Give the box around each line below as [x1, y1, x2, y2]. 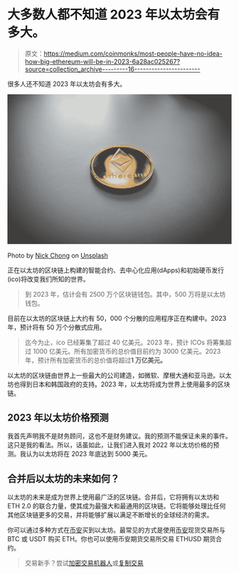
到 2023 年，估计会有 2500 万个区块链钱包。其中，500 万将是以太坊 [24, 289, 226, 298]
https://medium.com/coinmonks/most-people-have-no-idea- [43, 49, 223, 58]
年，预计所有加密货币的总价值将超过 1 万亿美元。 [24, 356, 167, 364]
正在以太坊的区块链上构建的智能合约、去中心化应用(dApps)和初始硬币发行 [7, 265, 224, 275]
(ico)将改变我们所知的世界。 [7, 275, 90, 283]
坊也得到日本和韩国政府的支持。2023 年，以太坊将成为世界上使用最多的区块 [7, 379, 230, 389]
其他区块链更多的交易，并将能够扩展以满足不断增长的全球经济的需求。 [7, 511, 213, 519]
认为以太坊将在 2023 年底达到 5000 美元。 [26, 450, 152, 458]
